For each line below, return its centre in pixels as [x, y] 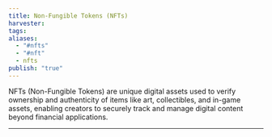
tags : [17, 31]
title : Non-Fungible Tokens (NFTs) [68, 16]
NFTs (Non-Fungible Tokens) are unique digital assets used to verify [122, 91]
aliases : [23, 38]
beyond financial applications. [58, 117]
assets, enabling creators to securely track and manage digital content [126, 108]
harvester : [27, 23]
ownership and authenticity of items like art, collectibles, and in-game [125, 100]
